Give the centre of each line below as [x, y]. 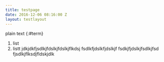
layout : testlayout [26, 19]
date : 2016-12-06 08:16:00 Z [36, 15]
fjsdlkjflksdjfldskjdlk [33, 54]
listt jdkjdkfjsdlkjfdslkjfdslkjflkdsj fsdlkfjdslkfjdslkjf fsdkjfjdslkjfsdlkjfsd [86, 49]
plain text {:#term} [24, 34]
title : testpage [22, 10]
